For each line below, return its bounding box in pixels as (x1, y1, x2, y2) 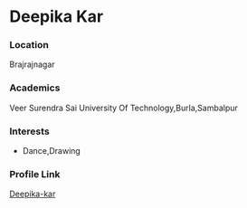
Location (9, 39, 50, 52)
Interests (9, 125, 50, 137)
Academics (9, 81, 61, 94)
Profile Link (9, 168, 61, 180)
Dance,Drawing (22, 146, 81, 156)
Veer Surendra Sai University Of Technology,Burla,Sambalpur (9, 102, 238, 113)
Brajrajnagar (9, 59, 56, 70)
